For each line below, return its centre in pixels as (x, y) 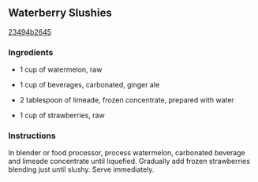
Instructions (32, 136)
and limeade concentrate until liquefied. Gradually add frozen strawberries (129, 162)
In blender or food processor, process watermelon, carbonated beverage (127, 153)
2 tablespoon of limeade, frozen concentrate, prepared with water (127, 100)
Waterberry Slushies (60, 13)
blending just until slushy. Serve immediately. (81, 169)
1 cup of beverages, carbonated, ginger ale (90, 85)
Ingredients (31, 52)
